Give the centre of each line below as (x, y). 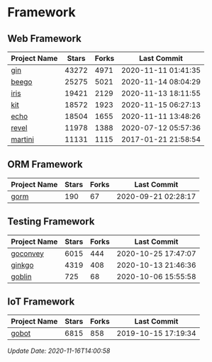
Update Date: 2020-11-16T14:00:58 (59, 351)
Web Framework (44, 39)
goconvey (28, 254)
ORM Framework (45, 165)
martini (22, 139)
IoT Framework (41, 302)
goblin (21, 276)
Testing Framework (51, 221)
